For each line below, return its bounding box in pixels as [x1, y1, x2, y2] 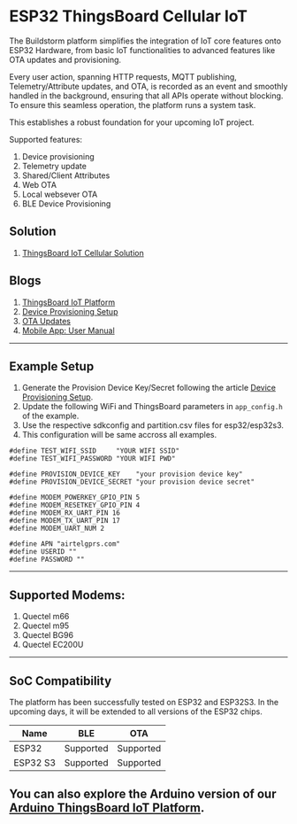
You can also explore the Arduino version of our [9, 787, 277, 802]
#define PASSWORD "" [9, 556, 86, 564]
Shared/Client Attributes [21, 170, 110, 181]
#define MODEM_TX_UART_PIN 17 [9, 517, 121, 525]
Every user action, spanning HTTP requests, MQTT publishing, [9, 71, 237, 82]
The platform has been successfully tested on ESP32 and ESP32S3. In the [9, 697, 279, 707]
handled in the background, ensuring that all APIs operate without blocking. [9, 90, 284, 101]
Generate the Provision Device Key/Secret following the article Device [21, 383, 277, 393]
